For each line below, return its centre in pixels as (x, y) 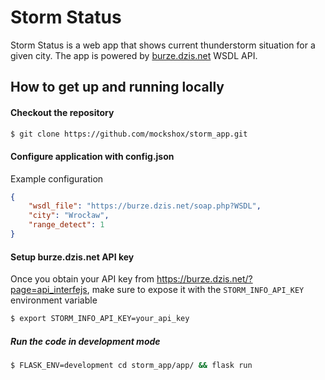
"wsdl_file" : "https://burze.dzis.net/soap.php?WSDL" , (145, 206)
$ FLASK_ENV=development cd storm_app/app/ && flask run (131, 366)
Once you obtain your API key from (82, 279)
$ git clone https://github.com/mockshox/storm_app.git (129, 134)
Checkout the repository (62, 112)
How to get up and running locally (117, 87)
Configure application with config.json (92, 156)
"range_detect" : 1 (66, 225)
